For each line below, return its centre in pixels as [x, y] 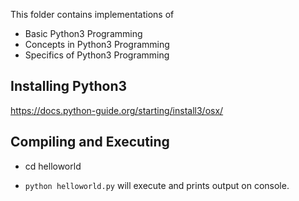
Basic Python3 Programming [83, 33]
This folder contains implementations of [92, 14]
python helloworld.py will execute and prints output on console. [157, 185]
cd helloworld [53, 166]
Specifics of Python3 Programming [97, 55]
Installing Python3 [69, 86]
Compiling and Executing [90, 142]
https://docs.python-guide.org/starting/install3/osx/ [117, 110]
